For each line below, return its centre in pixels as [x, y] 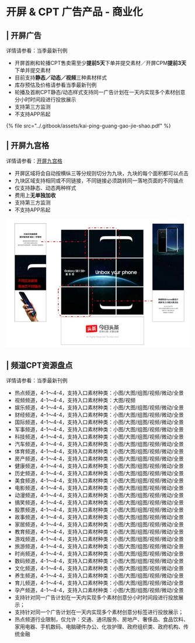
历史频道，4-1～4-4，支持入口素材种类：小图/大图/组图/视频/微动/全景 [99, 473]
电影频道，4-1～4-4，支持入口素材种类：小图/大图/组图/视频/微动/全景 [99, 488]
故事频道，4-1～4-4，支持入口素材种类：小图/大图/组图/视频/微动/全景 [99, 517]
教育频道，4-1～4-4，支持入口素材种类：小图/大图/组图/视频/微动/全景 [99, 532]
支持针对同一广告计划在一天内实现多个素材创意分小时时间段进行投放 [96, 597]
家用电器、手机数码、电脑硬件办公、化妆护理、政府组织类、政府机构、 [99, 627]
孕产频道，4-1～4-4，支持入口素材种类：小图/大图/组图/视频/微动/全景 [99, 590]
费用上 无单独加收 [35, 195]
